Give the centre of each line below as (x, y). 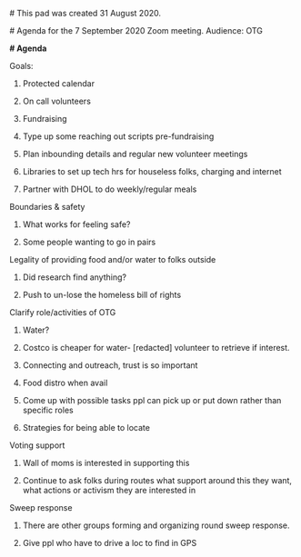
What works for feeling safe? (76, 224)
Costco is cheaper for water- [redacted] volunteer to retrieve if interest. (156, 348)
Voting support (37, 445)
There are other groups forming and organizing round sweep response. (156, 525)
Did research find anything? (75, 277)
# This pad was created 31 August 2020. (85, 13)
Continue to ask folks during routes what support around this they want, (157, 480)
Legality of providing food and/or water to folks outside (113, 259)
